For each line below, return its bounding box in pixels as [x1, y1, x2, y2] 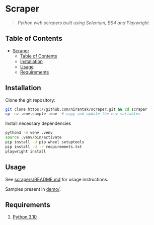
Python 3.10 [12, 214, 37, 220]
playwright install [5, 149, 46, 154]
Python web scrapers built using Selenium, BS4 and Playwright [17, 20, 149, 26]
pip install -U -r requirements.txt [5, 144, 82, 149]
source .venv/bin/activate [5, 135, 62, 140]
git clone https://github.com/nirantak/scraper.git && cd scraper [5, 107, 147, 112]
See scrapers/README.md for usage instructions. [5, 176, 109, 182]
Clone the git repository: [5, 97, 56, 103]
